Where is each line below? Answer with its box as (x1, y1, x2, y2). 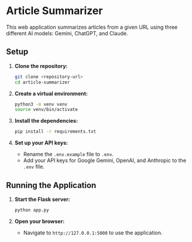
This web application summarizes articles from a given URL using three (6, 23, 178, 31)
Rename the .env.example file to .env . (23, 151, 114, 158)
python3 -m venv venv (14, 101, 68, 107)
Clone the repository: (14, 62, 68, 69)
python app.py (14, 207, 49, 213)
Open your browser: (14, 217, 65, 224)
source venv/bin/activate (14, 107, 78, 113)
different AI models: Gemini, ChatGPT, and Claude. (6, 29, 128, 36)
